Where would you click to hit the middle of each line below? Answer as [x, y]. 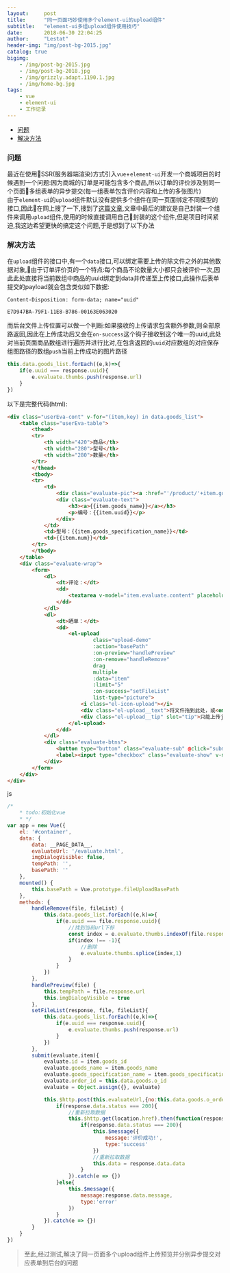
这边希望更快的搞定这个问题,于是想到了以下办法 [88, 226]
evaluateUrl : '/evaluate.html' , [78, 851]
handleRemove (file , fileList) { [78, 908]
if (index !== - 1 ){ [94, 940]
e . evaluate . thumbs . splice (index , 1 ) [131, 953]
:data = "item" [111, 678]
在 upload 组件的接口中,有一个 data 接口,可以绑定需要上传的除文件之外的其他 [111, 261]
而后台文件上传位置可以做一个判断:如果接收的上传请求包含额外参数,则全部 [111, 325]
